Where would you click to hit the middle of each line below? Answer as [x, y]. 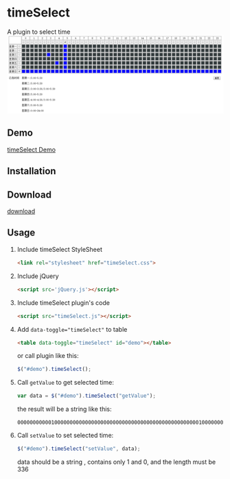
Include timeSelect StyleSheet [60, 249]
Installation [32, 171]
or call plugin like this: [48, 356]
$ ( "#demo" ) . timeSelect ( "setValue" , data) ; [79, 449]
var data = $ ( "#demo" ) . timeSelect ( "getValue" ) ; [87, 396]
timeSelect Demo [32, 149]
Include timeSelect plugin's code [63, 302]
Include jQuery [38, 276]
